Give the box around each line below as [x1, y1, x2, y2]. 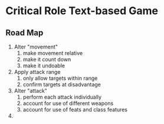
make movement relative [22, 50, 83, 57]
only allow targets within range [22, 75, 98, 81]
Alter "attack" [14, 87, 48, 94]
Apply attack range [14, 68, 61, 75]
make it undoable [22, 62, 65, 69]
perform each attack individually [22, 93, 101, 100]
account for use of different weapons [22, 100, 114, 107]
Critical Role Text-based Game [5, 4, 159, 18]
